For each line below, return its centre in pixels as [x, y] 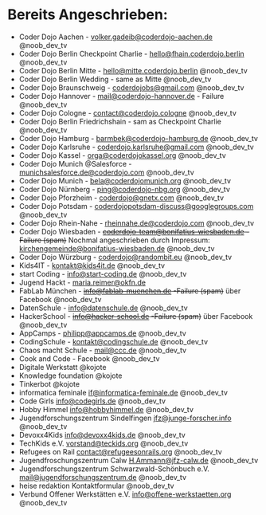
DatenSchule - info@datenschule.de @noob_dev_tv [103, 308]
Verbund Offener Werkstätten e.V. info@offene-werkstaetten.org [125, 494]
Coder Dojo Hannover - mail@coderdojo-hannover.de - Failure [121, 96]
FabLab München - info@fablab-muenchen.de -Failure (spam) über [130, 291]
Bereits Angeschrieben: [88, 15]
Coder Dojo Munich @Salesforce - [75, 163]
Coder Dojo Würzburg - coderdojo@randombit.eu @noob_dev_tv [125, 257]
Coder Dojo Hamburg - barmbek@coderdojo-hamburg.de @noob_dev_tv [138, 138]
